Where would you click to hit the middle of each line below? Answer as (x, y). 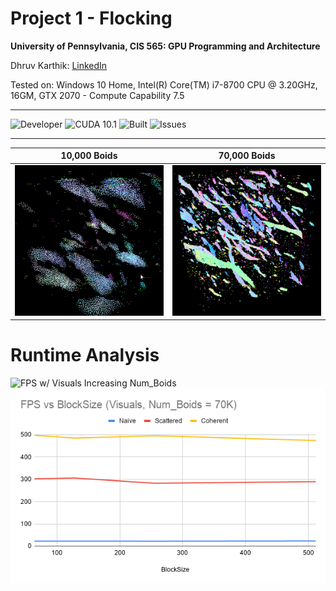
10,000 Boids (89, 156)
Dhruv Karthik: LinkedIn (59, 65)
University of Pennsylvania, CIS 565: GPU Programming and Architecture (165, 46)
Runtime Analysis (85, 355)
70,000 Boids (247, 156)
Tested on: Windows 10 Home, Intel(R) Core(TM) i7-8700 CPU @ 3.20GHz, (164, 84)
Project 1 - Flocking (91, 18)
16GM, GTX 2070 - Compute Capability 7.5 (97, 95)
